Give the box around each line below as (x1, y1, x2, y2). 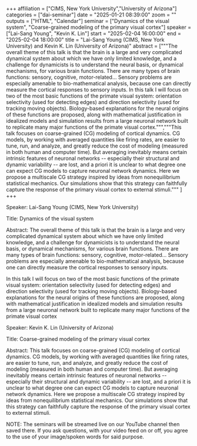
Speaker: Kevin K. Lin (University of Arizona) (6, 324, 114, 331)
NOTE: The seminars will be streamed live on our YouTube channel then (6, 421, 180, 428)
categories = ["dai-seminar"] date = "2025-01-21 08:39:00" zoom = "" (6, 11, 176, 18)
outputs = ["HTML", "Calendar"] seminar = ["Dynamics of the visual (6, 18, 169, 24)
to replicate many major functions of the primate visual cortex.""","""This (6, 123, 182, 130)
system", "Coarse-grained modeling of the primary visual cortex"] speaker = (6, 24, 192, 31)
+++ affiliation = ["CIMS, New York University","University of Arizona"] (6, 5, 177, 12)
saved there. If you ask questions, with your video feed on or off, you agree (6, 427, 188, 434)
